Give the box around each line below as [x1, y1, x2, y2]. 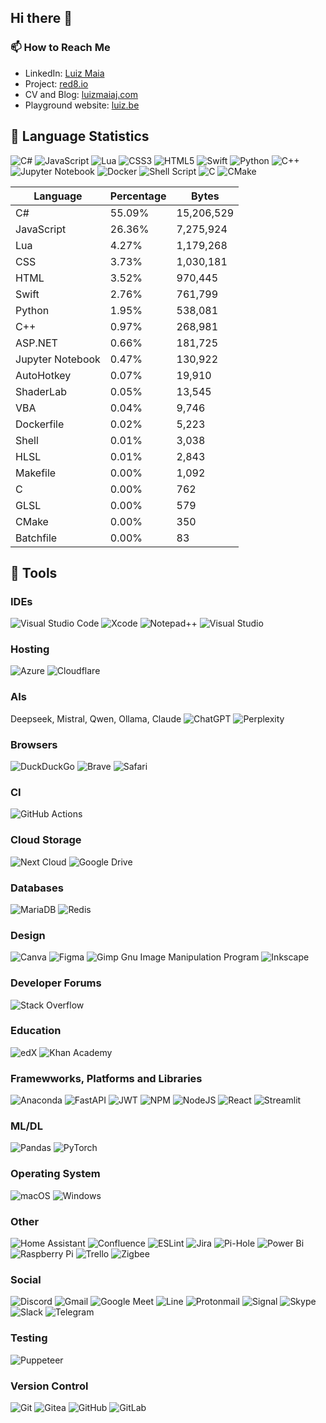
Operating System [10, 1167, 101, 1181]
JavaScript [15, 222, 67, 236]
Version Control [10, 1379, 89, 1393]
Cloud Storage [10, 833, 82, 847]
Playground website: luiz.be [24, 99, 140, 111]
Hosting [10, 642, 50, 656]
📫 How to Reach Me [10, 41, 111, 55]
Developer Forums [10, 976, 102, 990]
